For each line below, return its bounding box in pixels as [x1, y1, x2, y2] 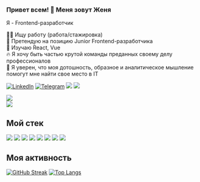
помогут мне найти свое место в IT [6, 70, 98, 78]
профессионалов [6, 57, 51, 65]
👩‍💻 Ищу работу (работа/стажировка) [6, 31, 103, 38]
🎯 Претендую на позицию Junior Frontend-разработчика [6, 38, 153, 45]
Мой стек [6, 118, 44, 128]
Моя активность [6, 152, 72, 163]
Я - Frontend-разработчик [6, 19, 74, 27]
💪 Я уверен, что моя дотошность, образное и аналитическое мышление [6, 64, 194, 71]
